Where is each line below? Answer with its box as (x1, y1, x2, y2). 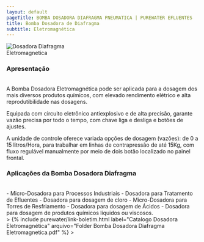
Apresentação (6, 65, 50, 73)
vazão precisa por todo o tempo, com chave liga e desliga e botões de (6, 116, 183, 123)
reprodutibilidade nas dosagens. (6, 98, 87, 105)
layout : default (6, 9, 48, 15)
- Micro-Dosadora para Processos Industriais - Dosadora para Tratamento (6, 189, 194, 197)
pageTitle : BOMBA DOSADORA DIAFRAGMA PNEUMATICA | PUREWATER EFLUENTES (6, 15, 192, 21)
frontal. (6, 154, 24, 161)
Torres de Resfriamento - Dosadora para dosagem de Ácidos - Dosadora (6, 202, 190, 210)
